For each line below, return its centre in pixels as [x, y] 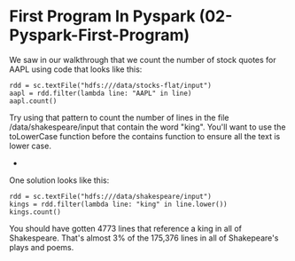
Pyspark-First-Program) [100, 35]
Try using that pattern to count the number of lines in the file [119, 117]
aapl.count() [33, 101]
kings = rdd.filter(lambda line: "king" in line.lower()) [118, 204]
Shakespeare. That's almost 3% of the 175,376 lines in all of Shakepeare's [144, 238]
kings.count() [35, 212]
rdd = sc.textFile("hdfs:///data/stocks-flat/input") [111, 85]
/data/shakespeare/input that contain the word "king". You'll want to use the [147, 127]
